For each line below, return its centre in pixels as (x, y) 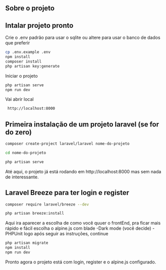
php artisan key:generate (32, 66)
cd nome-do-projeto (26, 153)
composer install (23, 61)
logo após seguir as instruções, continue (66, 234)
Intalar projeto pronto (39, 25)
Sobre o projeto (30, 8)
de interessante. (22, 177)
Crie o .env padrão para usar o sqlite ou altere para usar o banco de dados (83, 38)
